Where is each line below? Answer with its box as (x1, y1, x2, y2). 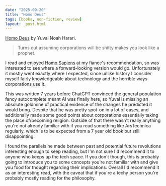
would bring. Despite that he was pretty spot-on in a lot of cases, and (5, 107, 149, 113)
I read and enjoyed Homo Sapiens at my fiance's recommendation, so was (5, 60, 159, 66)
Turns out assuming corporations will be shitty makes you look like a (17, 45, 159, 51)
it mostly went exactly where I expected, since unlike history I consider (5, 71, 152, 77)
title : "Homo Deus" (5, 12, 46, 17)
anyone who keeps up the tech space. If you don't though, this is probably (5, 154, 159, 160)
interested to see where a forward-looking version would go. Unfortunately (5, 65, 160, 71)
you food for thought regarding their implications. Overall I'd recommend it (5, 164, 159, 170)
